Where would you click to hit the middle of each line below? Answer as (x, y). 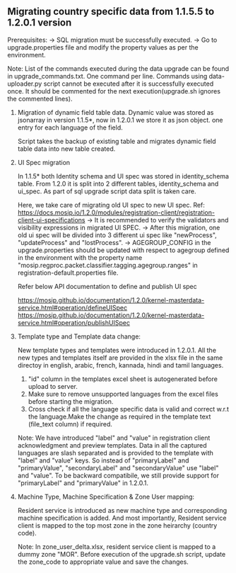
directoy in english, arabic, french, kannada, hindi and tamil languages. (120, 365)
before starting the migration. (71, 401)
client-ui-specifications (51, 220)
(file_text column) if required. (70, 424)
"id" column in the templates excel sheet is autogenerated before (123, 379)
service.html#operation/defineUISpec (72, 307)
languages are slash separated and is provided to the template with (116, 453)
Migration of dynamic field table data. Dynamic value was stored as (116, 112)
